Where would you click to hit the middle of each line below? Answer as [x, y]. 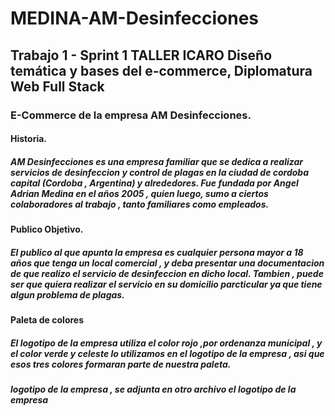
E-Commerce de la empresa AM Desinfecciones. [131, 115]
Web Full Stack [57, 86]
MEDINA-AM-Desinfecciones [135, 18]
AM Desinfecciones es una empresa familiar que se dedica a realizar [157, 161]
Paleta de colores [47, 320]
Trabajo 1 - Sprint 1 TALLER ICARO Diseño [141, 55]
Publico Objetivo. [47, 229]
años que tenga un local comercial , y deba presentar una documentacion [167, 263]
